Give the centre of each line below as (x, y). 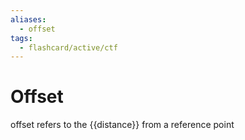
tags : (21, 38)
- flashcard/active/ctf (68, 47)
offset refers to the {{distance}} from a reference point (122, 125)
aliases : (28, 19)
